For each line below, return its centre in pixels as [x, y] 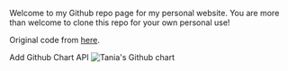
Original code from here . [55, 40]
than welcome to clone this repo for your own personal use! [120, 22]
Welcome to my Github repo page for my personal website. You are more [144, 13]
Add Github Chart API [49, 57]
